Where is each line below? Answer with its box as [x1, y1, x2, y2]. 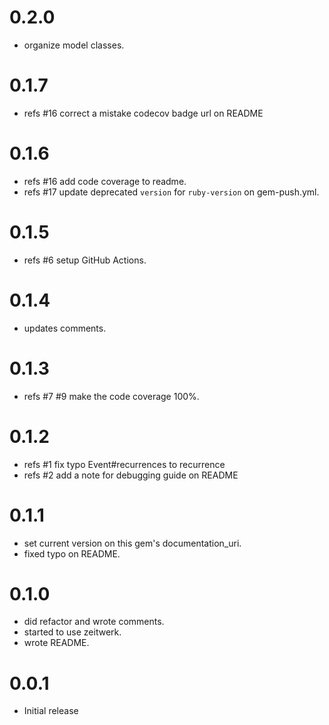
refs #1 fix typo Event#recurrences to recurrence [23, 458, 226, 470]
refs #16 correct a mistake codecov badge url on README [23, 107, 264, 119]
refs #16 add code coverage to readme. [23, 175, 187, 187]
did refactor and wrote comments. [23, 616, 165, 628]
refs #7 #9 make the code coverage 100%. [23, 390, 200, 402]
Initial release [23, 705, 79, 717]
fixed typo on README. [23, 547, 121, 560]
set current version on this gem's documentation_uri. [23, 537, 242, 549]
